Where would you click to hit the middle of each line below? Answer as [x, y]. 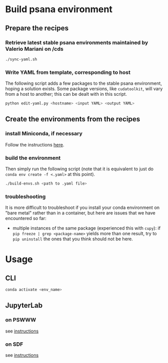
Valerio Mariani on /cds [34, 49]
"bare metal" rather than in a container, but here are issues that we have [80, 213]
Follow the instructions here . [35, 144]
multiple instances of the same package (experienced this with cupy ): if [87, 228]
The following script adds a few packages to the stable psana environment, [83, 83]
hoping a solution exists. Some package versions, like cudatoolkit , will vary [84, 89]
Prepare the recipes [37, 28]
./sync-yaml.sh [21, 59]
